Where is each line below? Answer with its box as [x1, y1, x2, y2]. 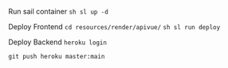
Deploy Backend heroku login [8, 37, 108, 47]
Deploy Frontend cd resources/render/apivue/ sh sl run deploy [8, 22, 221, 31]
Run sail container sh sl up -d [8, 7, 109, 16]
